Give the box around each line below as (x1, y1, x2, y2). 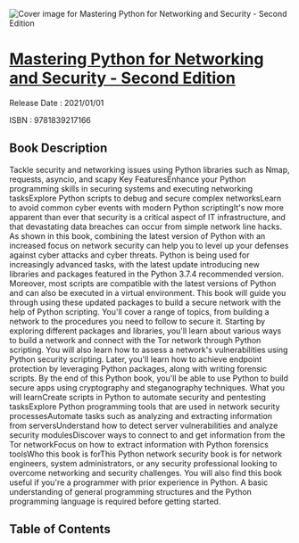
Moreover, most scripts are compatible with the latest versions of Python (9, 277, 277, 289)
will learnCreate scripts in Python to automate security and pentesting (9, 391, 266, 402)
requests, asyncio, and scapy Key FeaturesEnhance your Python (9, 174, 246, 185)
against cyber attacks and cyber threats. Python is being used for (9, 250, 250, 260)
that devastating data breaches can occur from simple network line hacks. (9, 221, 283, 232)
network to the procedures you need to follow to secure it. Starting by (9, 316, 266, 326)
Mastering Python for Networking (9, 49, 264, 70)
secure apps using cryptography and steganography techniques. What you (9, 382, 286, 392)
